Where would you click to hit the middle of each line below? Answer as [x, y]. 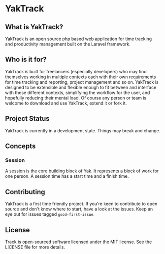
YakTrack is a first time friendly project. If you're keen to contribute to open [81, 204]
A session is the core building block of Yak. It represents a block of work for [82, 171]
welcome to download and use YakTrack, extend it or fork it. [66, 103]
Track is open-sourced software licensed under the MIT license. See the [79, 242]
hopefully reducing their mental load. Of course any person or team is [76, 98]
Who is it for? [26, 60]
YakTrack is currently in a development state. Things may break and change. [83, 130]
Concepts [20, 146]
